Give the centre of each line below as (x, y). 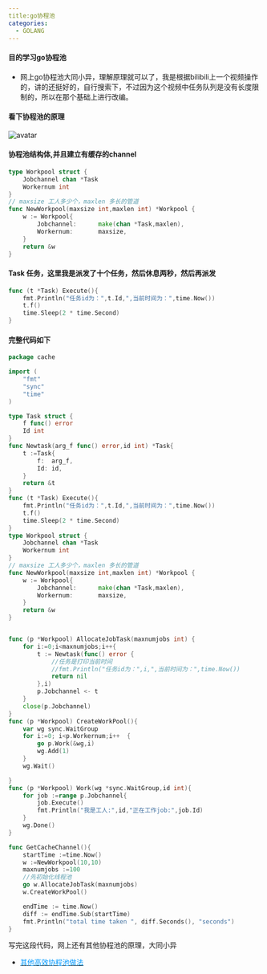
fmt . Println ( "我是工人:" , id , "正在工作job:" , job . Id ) (120, 811)
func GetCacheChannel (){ (50, 847)
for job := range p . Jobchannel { (75, 796)
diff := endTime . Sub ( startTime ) (77, 914)
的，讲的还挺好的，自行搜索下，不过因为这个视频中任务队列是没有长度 (136, 87)
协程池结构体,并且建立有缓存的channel (73, 154)
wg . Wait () (39, 766)
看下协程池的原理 (36, 116)
